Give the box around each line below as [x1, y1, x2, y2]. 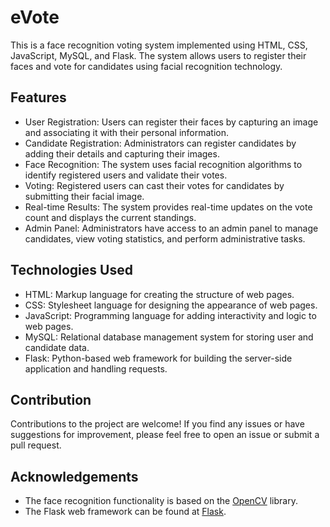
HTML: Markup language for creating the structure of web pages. [24, 288, 295, 300]
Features [10, 89, 67, 106]
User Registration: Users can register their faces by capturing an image [24, 116, 319, 128]
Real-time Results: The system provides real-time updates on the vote [24, 201, 313, 213]
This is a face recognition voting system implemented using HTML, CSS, [10, 39, 308, 51]
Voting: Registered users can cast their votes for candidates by [24, 179, 285, 191]
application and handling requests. [24, 362, 168, 375]
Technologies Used [10, 262, 133, 279]
